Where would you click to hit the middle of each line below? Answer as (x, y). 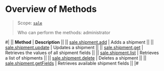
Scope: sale (30, 23)
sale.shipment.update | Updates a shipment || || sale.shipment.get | (74, 47)
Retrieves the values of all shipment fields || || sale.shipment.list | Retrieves (82, 53)
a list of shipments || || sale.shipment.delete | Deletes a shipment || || (76, 58)
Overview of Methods (51, 9)
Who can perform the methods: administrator (64, 32)
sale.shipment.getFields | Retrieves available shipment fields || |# (72, 63)
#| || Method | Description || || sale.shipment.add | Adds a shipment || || (80, 42)
